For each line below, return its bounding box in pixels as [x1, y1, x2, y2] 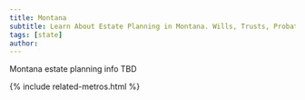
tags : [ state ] [9, 30, 64, 39]
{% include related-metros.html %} [9, 81, 141, 92]
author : [9, 38, 39, 48]
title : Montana [9, 13, 67, 23]
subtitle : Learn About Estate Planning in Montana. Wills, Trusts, [9, 22, 271, 31]
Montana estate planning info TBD [9, 64, 138, 75]
